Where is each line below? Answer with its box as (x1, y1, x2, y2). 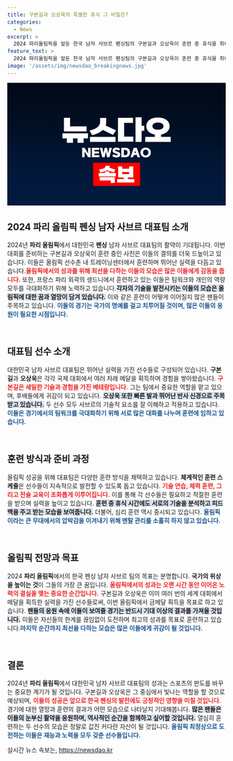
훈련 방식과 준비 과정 (7, 453, 89, 465)
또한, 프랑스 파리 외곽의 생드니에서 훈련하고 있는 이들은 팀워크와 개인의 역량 (21, 275, 225, 284)
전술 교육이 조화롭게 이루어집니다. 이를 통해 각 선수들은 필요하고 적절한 (19, 490, 210, 499)
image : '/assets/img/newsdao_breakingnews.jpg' (7, 62, 148, 69)
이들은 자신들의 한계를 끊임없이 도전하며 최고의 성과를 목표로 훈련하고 (21, 615, 209, 624)
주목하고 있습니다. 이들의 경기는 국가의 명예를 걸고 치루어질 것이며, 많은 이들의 (7, 302, 216, 310)
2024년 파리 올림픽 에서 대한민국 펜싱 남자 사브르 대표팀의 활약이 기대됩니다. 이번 (7, 241, 225, 249)
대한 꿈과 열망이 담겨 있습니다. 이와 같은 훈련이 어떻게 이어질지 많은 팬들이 (25, 293, 224, 301)
